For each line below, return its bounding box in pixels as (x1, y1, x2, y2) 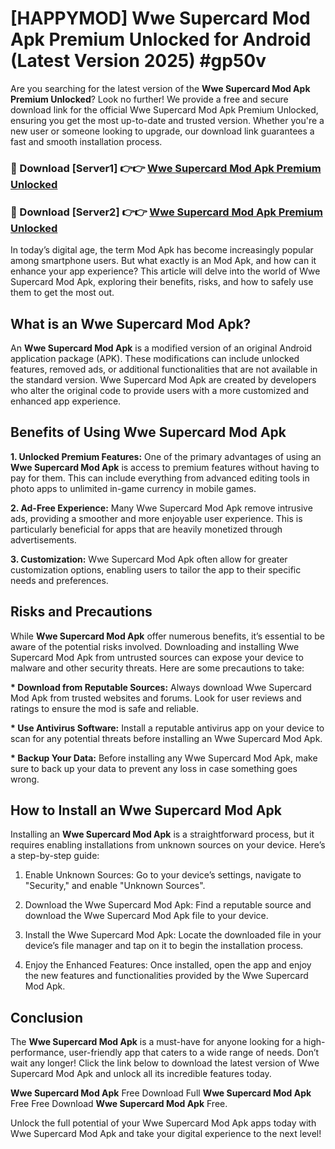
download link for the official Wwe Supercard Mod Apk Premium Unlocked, (10, 103, 319, 116)
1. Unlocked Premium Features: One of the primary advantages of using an (10, 450, 322, 462)
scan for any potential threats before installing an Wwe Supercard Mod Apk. (10, 732, 323, 744)
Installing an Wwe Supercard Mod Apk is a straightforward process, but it (10, 828, 315, 841)
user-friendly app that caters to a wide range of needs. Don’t (68, 1047, 320, 1059)
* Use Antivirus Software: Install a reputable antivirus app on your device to (10, 722, 325, 734)
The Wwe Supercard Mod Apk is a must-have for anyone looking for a (10, 1036, 302, 1048)
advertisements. (10, 533, 77, 546)
